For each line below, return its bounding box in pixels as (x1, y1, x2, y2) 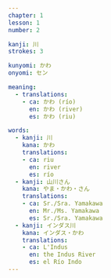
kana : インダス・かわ (22, 229, 84, 236)
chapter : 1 (8, 11, 44, 20)
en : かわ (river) (28, 105, 84, 113)
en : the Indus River (28, 251, 96, 259)
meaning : (8, 83, 37, 91)
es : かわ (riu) (28, 112, 77, 120)
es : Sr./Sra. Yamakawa (28, 214, 103, 222)
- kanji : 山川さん (15, 177, 70, 185)
